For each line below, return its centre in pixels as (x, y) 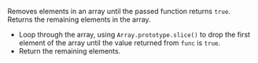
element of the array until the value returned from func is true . (120, 43)
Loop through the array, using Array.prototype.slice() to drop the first (135, 35)
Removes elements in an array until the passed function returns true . (119, 11)
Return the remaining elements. (70, 51)
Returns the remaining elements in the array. (79, 19)
